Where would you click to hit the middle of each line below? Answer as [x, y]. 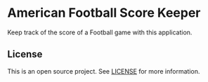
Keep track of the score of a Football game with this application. [100, 32]
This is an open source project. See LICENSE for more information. [104, 71]
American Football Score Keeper [104, 13]
